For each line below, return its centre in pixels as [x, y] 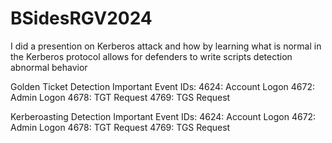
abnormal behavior [49, 67]
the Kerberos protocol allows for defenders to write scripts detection [151, 56]
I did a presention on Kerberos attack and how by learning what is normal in [166, 46]
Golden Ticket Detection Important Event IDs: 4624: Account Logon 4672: [162, 86]
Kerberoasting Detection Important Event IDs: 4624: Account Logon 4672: [163, 116]
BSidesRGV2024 [81, 18]
